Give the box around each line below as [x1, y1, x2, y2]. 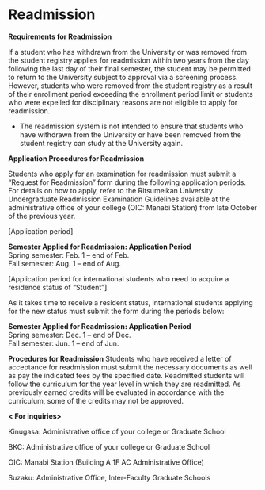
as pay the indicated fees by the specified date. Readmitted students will [8, 370, 245, 380]
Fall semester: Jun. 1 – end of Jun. [8, 339, 119, 348]
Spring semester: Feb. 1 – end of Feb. [8, 250, 130, 259]
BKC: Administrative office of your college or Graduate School [8, 442, 210, 451]
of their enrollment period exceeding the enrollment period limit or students [8, 89, 253, 98]
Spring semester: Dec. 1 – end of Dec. [8, 330, 131, 339]
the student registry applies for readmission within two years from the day [8, 56, 249, 65]
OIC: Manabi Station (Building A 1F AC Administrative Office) [8, 457, 204, 467]
